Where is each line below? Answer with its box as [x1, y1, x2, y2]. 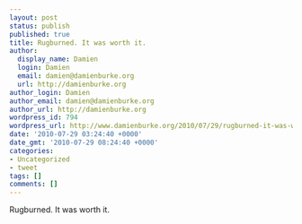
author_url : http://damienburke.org [9, 105, 147, 114]
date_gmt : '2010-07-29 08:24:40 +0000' [9, 138, 159, 147]
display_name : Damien [17, 55, 99, 64]
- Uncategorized [9, 154, 70, 164]
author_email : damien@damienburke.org [9, 96, 155, 106]
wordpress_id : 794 [9, 113, 78, 122]
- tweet [9, 163, 39, 172]
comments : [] [9, 180, 58, 189]
